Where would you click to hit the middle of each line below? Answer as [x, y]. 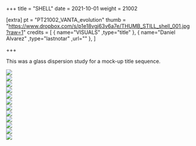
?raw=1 [15, 32]
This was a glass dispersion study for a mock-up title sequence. [83, 61]
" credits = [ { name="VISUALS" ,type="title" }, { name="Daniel [99, 32]
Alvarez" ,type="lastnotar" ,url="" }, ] [51, 38]
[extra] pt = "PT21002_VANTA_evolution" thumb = [66, 20]
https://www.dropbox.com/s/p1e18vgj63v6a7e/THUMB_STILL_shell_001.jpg [99, 26]
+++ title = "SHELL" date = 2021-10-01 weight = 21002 [72, 9]
